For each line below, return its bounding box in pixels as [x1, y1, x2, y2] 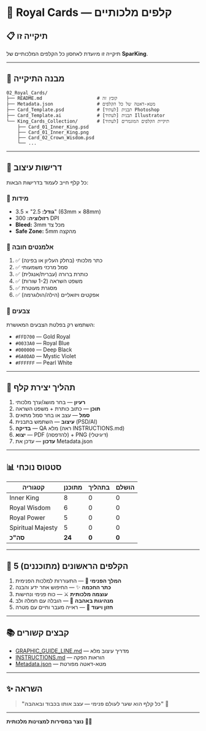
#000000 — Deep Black [15, 346, 72, 353]
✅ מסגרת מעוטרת [15, 285, 58, 292]
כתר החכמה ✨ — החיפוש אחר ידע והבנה [15, 583, 112, 591]
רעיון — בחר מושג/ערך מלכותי [15, 399, 86, 406]
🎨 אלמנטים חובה [6, 242, 54, 251]
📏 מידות [6, 194, 29, 202]
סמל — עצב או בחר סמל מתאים [15, 411, 90, 419]
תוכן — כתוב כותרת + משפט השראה [15, 405, 101, 413]
